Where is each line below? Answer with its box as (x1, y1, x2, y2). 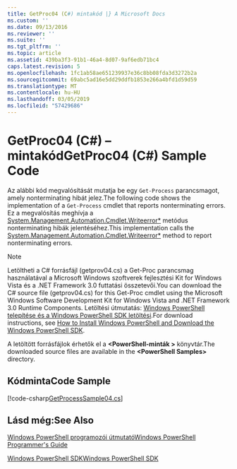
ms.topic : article (7, 50, 61, 57)
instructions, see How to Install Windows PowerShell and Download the (7, 319, 214, 327)
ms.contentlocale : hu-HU (7, 89, 80, 96)
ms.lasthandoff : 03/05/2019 (7, 96, 90, 103)
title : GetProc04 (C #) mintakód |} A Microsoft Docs (7, 10, 166, 18)
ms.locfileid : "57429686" (7, 102, 83, 109)
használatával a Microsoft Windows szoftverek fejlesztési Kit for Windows (7, 273, 222, 282)
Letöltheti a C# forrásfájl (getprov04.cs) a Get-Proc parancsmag (7, 266, 194, 274)
